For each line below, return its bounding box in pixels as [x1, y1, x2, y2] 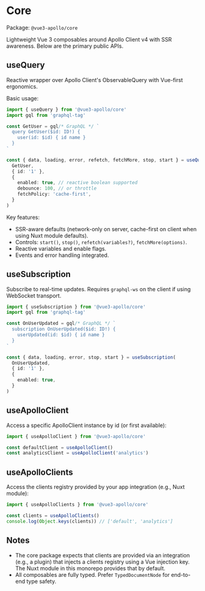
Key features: [6, 214, 40, 221]
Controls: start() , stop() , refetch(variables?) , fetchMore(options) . [15, 238, 187, 245]
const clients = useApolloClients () [6, 512, 99, 519]
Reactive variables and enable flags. [15, 245, 107, 252]
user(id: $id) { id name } [17, 135, 86, 141]
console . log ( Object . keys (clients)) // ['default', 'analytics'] [6, 518, 173, 524]
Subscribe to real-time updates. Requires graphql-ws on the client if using [6, 285, 191, 292]
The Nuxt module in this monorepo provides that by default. [15, 564, 166, 572]
